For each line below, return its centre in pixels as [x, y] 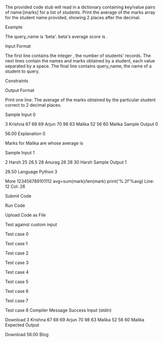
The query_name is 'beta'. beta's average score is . [56, 37]
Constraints [17, 81]
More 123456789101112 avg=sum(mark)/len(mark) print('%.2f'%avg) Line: [80, 181]
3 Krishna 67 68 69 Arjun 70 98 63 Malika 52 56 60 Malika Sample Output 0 [81, 124]
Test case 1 [16, 243]
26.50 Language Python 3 [31, 172]
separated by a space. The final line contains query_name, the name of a [78, 66]
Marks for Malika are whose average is [44, 143]
